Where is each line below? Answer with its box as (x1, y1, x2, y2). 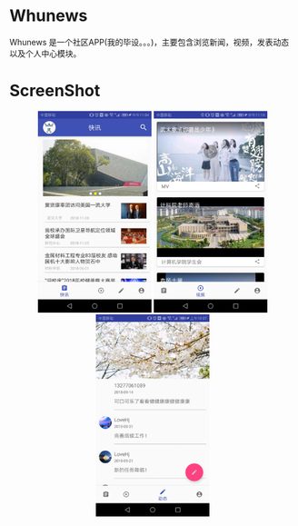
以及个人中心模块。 (9, 47, 82, 59)
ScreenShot (9, 81, 101, 101)
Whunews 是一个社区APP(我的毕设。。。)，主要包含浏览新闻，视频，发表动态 (9, 36, 290, 47)
